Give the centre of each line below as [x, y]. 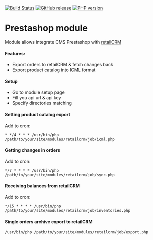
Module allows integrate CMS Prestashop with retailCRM [63, 42]
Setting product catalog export [38, 114]
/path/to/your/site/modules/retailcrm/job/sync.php [60, 175]
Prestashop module [47, 28]
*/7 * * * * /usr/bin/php [32, 170]
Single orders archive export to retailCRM [49, 222]
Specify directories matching [42, 103]
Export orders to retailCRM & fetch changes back [63, 65]
